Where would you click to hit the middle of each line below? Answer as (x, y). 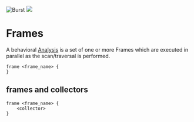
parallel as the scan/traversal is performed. (58, 56)
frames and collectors (47, 90)
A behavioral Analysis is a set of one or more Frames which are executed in (97, 49)
